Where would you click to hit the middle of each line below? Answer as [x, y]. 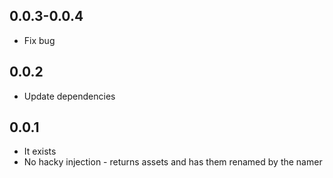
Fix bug [39, 40]
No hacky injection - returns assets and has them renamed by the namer [173, 162]
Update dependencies [69, 96]
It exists [40, 151]
